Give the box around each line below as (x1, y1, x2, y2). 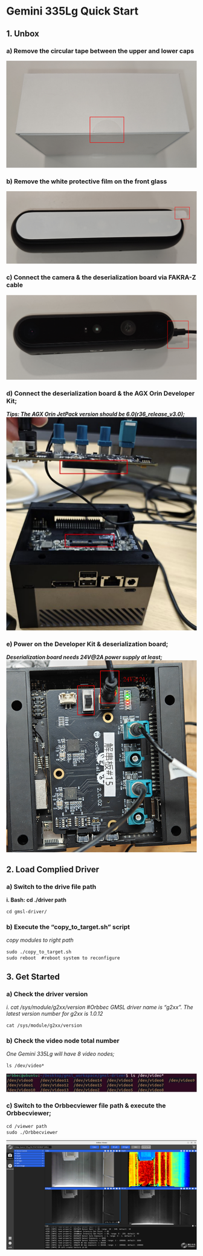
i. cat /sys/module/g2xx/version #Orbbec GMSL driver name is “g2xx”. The (6, 1003, 193, 1011)
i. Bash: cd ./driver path (6, 896, 66, 903)
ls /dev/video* (6, 1063, 45, 1069)
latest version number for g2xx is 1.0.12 (6, 1010, 103, 1017)
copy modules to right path (6, 936, 74, 944)
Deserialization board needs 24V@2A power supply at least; (6, 653, 163, 661)
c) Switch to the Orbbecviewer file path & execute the (6, 1101, 166, 1110)
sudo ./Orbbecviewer (6, 1130, 59, 1136)
